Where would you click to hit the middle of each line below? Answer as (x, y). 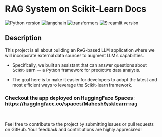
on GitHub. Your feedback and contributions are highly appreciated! (74, 130)
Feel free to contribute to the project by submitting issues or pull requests (79, 124)
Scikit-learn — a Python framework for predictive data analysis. (76, 70)
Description (23, 38)
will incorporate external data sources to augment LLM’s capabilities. (75, 55)
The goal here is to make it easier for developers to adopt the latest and (84, 79)
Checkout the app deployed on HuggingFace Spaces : (70, 98)
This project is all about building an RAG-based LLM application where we (80, 50)
